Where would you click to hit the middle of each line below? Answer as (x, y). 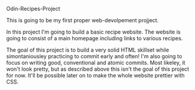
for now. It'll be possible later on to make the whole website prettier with (95, 75)
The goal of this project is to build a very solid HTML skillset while (88, 50)
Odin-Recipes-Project (33, 9)
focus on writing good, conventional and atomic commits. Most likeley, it (96, 63)
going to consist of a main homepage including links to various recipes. (94, 38)
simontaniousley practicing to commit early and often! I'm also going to (94, 56)
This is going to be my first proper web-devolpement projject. (82, 20)
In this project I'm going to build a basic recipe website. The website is (93, 32)
